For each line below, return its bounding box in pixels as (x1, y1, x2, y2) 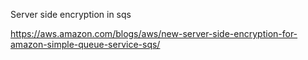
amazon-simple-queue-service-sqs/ (10, 39, 161, 50)
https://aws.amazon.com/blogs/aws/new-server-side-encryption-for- (10, 28, 298, 39)
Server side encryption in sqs (10, 9, 132, 20)
